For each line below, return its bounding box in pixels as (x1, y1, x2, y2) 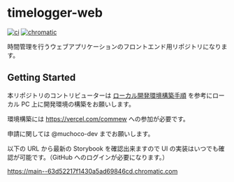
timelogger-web (7, 5, 103, 21)
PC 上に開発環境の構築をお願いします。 (20, 100, 135, 108)
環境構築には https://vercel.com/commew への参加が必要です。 (7, 114, 190, 123)
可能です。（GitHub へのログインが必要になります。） (19, 153, 169, 161)
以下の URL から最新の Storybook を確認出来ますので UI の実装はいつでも (7, 144, 219, 153)
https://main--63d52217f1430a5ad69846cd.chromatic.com (7, 167, 178, 175)
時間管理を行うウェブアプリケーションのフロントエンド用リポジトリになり (7, 42, 221, 50)
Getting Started (7, 72, 76, 84)
